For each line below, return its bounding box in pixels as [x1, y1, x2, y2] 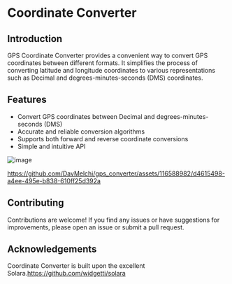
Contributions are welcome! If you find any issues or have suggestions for [7, 215, 220, 224]
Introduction [7, 33, 63, 45]
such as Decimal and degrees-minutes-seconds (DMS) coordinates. [7, 73, 203, 82]
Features [7, 94, 47, 106]
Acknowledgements [7, 243, 97, 255]
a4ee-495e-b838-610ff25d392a [7, 176, 101, 185]
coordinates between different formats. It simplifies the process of [7, 59, 198, 67]
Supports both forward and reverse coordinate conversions [17, 134, 189, 143]
